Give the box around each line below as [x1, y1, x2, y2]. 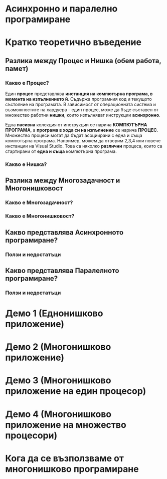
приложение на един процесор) [5, 385, 146, 397]
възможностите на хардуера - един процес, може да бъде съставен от [5, 107, 159, 113]
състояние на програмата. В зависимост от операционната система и [5, 101, 156, 108]
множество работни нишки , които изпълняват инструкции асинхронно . [5, 112, 160, 118]
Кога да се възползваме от [5, 452, 124, 464]
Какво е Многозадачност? [5, 199, 73, 206]
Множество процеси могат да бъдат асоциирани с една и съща [5, 132, 142, 138]
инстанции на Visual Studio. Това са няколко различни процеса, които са [5, 143, 162, 149]
